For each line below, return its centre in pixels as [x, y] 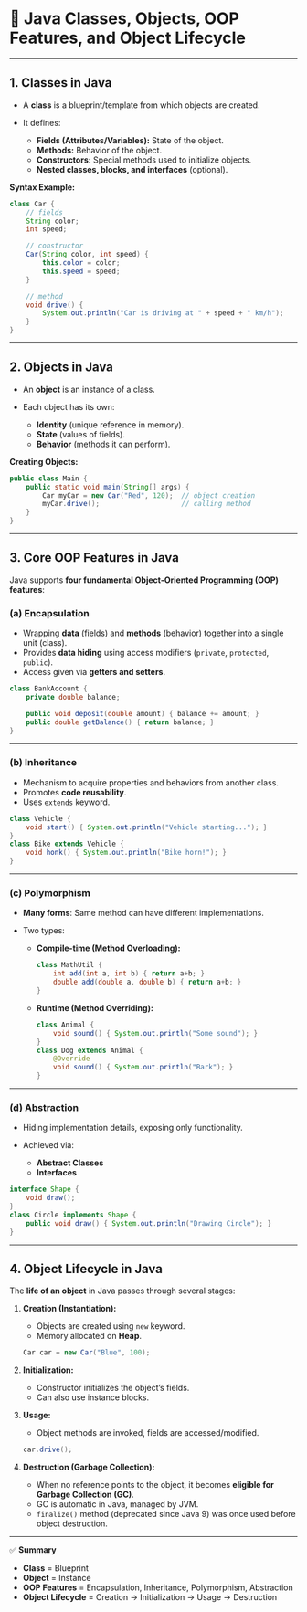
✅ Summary [33, 1550]
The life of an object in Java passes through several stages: [122, 1291]
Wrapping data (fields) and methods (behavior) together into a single [153, 633]
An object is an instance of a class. [89, 389]
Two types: [44, 931]
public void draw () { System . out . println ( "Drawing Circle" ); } [149, 1223]
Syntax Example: [42, 187]
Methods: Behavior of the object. [99, 150]
